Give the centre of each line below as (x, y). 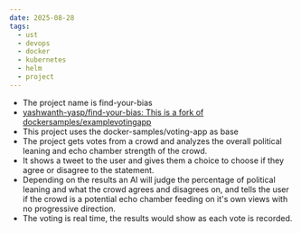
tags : (19, 26)
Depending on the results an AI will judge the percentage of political (149, 180)
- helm (30, 69)
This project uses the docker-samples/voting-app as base (131, 131)
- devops (34, 43)
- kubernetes (42, 60)
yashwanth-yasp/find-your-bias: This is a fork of (113, 112)
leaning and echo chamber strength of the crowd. (115, 150)
